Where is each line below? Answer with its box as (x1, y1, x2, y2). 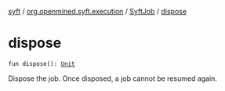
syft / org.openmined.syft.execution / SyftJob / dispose (8, 7, 187, 16)
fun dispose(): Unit (8, 60, 76, 67)
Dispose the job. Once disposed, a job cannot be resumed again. (8, 74, 218, 83)
